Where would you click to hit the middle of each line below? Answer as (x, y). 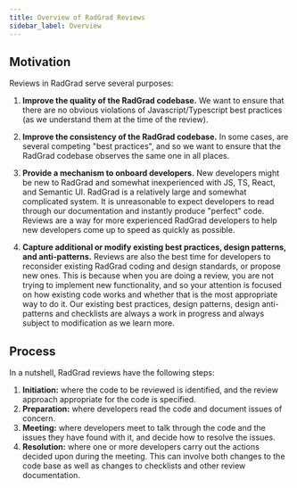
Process (33, 351)
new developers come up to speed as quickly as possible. (128, 230)
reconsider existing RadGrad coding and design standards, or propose (151, 266)
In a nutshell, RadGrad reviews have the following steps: (112, 373)
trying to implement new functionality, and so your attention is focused (152, 285)
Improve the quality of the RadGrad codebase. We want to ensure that (153, 101)
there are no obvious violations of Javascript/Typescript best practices (152, 110)
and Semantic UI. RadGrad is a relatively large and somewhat (134, 192)
